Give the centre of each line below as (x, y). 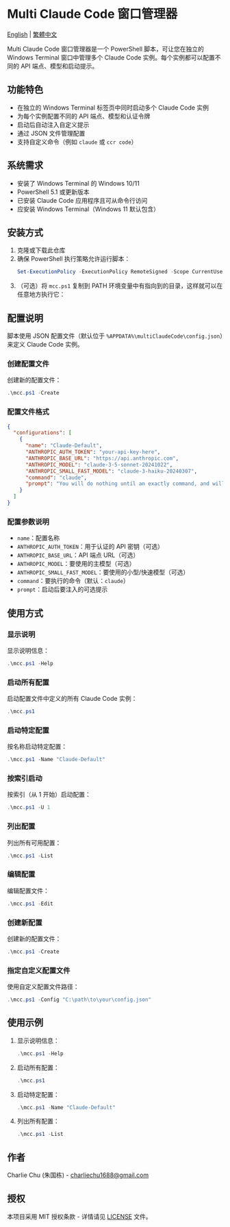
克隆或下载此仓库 (41, 250)
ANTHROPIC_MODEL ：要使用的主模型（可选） (76, 564)
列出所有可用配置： (34, 843)
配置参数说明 (28, 521)
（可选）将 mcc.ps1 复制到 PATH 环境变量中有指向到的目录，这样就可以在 (120, 286)
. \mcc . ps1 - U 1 (29, 808)
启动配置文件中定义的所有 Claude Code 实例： (72, 699)
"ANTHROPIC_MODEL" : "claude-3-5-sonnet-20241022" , (99, 464)
